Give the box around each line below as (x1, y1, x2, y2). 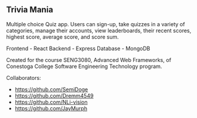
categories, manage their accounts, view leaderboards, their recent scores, (6, 27, 192, 34)
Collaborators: (6, 74, 41, 81)
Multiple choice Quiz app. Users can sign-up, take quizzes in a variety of (6, 20, 185, 27)
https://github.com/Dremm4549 (14, 92, 94, 99)
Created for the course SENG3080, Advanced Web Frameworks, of (6, 56, 171, 63)
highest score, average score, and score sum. (6, 33, 119, 41)
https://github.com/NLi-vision (14, 98, 88, 105)
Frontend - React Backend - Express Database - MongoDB (6, 45, 150, 52)
